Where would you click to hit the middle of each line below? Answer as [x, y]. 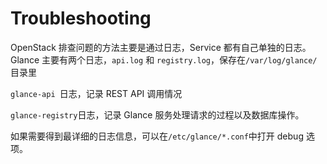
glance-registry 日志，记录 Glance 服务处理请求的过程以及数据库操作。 [157, 114]
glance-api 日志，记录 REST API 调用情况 [96, 93]
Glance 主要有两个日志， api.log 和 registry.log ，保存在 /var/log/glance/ [164, 59]
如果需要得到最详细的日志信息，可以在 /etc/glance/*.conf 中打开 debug [157, 136]
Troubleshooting [81, 18]
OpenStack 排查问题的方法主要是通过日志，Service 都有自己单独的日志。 [161, 47]
